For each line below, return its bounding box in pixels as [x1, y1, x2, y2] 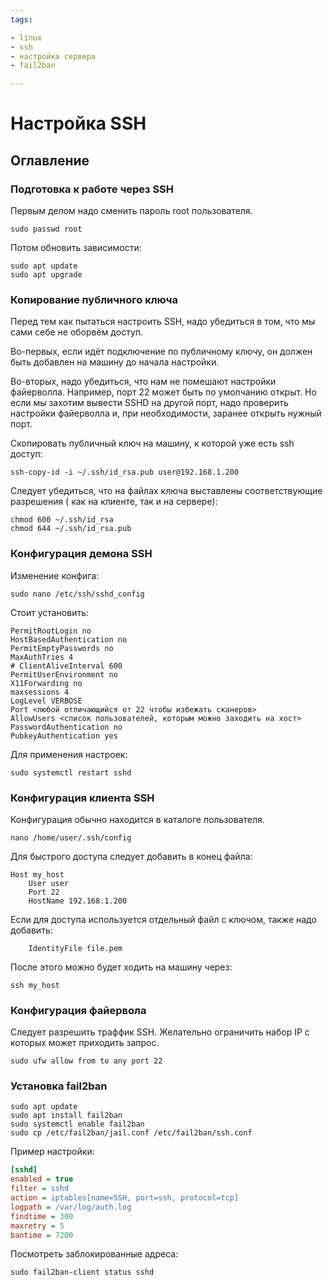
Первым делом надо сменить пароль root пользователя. [10, 205, 253, 216]
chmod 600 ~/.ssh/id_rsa [10, 515, 114, 525]
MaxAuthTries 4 [10, 652, 74, 662]
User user [28, 878, 70, 888]
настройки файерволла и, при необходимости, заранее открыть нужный [10, 407, 322, 420]
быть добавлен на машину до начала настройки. [10, 356, 220, 368]
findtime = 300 [10, 1211, 74, 1221]
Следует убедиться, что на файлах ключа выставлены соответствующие [10, 485, 323, 497]
